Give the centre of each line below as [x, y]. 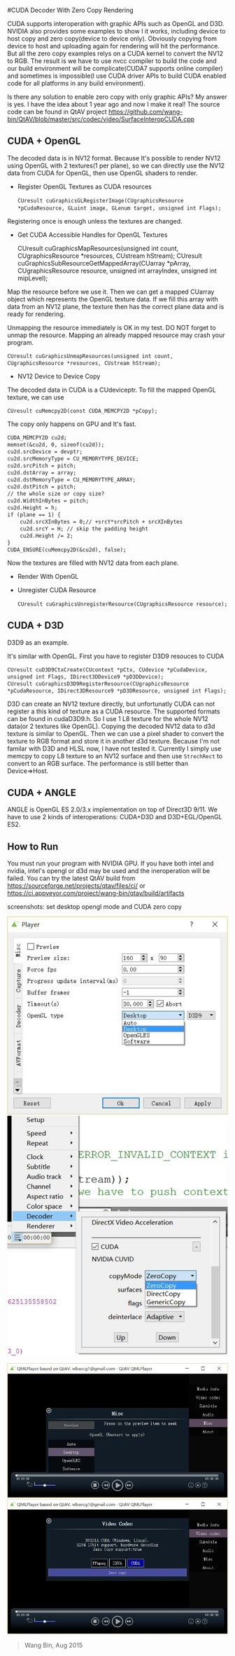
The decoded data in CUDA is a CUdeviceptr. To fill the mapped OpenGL [112, 390]
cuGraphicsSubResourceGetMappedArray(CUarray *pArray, [104, 263]
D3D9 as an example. [38, 642]
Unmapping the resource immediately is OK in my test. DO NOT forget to [112, 327]
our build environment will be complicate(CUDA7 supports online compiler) [115, 68]
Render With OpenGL [48, 576]
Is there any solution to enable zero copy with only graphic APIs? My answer [117, 97]
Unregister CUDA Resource [57, 590]
